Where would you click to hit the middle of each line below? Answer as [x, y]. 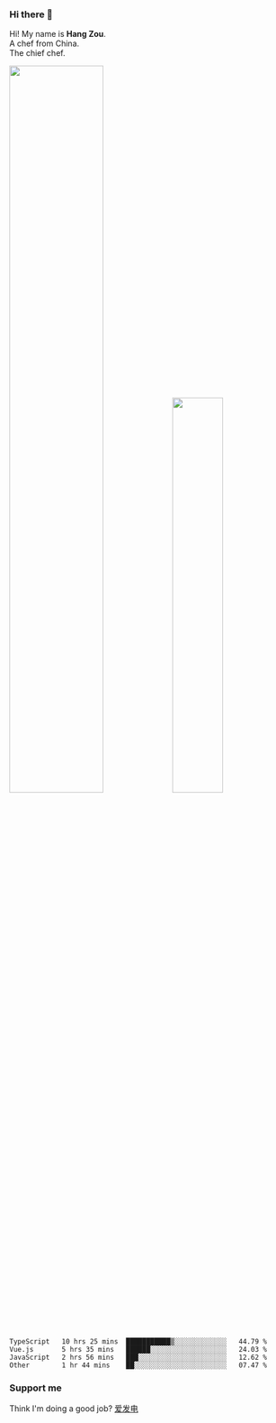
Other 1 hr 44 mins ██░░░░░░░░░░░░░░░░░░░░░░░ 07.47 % [138, 1365]
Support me [36, 1388]
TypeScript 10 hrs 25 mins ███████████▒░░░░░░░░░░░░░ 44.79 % [138, 1341]
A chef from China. [45, 43]
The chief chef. [37, 53]
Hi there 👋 [31, 14]
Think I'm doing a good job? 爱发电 [74, 1409]
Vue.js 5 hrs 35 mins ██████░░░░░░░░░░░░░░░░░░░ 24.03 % [138, 1349]
